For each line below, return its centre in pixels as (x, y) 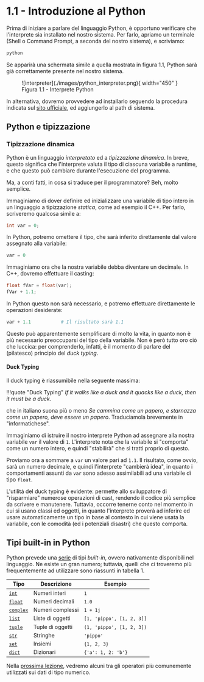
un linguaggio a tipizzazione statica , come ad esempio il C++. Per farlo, (96, 207)
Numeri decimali (54, 601)
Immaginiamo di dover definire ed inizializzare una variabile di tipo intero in (100, 201)
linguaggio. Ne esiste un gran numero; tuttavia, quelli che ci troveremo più (99, 564)
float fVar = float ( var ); (39, 286)
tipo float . (19, 480)
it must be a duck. (29, 399)
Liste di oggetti (52, 618)
